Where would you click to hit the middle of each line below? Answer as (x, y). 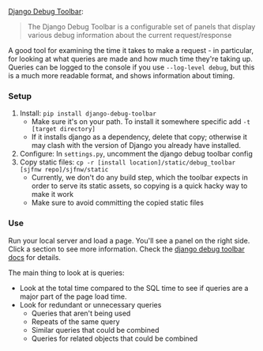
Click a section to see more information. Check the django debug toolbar (126, 249)
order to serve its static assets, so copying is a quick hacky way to (139, 186)
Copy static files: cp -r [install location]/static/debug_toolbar (127, 162)
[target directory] (64, 130)
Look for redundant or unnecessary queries (90, 304)
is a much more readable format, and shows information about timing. (122, 75)
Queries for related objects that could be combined (115, 338)
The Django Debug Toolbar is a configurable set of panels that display (141, 26)
